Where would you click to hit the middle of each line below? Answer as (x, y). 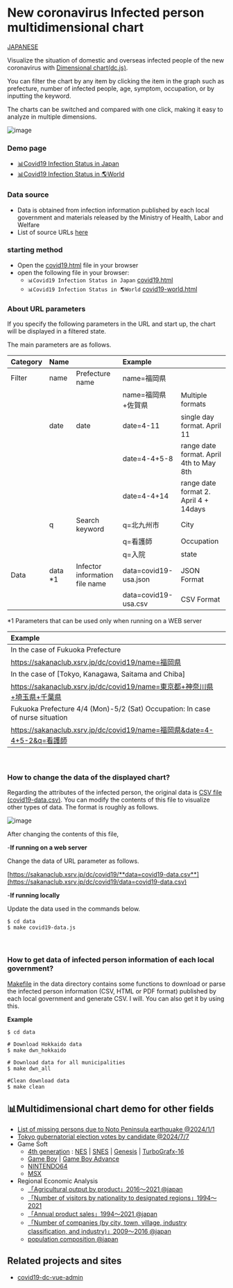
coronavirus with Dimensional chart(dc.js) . (68, 67)
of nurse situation (39, 718)
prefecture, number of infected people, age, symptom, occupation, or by (111, 88)
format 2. (196, 492)
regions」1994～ (193, 1198)
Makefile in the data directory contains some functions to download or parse (116, 984)
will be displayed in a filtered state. (57, 331)
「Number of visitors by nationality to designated (97, 1198)
